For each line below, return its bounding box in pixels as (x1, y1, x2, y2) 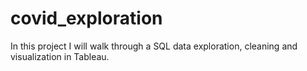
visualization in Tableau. (10, 50, 110, 62)
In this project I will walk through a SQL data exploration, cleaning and (10, 40, 298, 52)
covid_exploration (10, 7, 163, 30)
